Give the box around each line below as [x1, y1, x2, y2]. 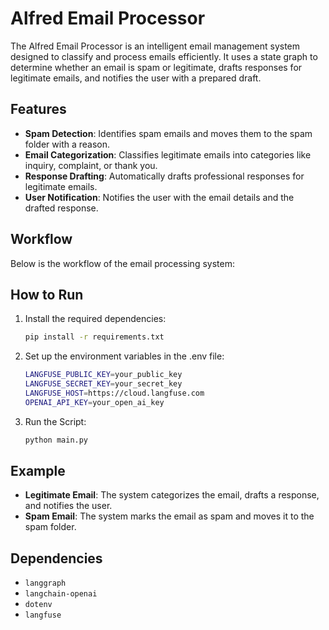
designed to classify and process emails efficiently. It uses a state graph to [10, 50, 318, 62]
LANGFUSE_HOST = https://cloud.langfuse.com [24, 388, 205, 398]
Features [10, 101, 67, 118]
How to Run [10, 286, 84, 303]
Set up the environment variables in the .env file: [24, 350, 225, 362]
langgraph [24, 578, 67, 589]
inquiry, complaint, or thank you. [24, 159, 158, 171]
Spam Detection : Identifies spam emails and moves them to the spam [24, 127, 313, 139]
